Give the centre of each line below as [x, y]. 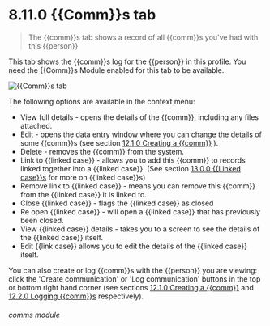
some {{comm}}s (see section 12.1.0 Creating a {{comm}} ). [119, 142]
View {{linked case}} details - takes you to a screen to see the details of [140, 229]
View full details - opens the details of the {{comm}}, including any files [139, 117]
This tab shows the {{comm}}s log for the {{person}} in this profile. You [127, 61]
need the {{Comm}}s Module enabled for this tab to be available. [116, 70]
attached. [36, 125]
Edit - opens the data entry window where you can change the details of [141, 134]
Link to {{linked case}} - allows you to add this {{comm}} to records [133, 160]
